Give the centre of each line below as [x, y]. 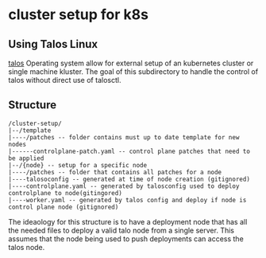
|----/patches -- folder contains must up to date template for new [124, 137]
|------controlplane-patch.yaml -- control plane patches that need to [129, 151]
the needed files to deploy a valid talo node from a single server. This [121, 230]
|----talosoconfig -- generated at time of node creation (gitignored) [129, 179]
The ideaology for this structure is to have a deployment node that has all [128, 221]
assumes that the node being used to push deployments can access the [126, 238]
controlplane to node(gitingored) [66, 193]
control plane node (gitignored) [64, 207]
